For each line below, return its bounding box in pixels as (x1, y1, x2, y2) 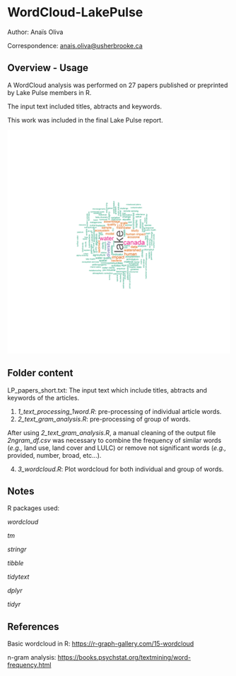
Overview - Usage (7, 62, 89, 74)
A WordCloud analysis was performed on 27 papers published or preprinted (7, 81, 228, 89)
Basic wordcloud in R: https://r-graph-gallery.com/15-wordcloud (7, 639, 194, 648)
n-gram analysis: (7, 653, 57, 662)
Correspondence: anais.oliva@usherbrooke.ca (7, 41, 143, 50)
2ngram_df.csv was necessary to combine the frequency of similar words (7, 436, 222, 444)
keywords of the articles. (7, 393, 80, 402)
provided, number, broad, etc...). (7, 451, 102, 459)
